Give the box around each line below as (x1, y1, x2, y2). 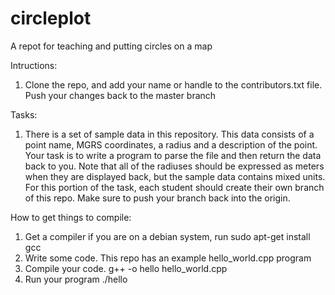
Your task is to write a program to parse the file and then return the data (24, 149, 322, 161)
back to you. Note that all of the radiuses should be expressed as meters (24, 160, 325, 172)
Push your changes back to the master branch (24, 89, 217, 101)
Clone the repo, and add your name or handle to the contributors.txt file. (24, 78, 323, 91)
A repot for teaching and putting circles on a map (10, 40, 213, 52)
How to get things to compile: (10, 211, 132, 223)
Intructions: (10, 59, 58, 71)
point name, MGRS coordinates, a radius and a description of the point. (24, 138, 318, 151)
